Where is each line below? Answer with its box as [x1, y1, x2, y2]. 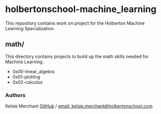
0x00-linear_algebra [12, 68, 55, 74]
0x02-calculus [12, 79, 43, 85]
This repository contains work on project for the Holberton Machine [5, 20, 145, 26]
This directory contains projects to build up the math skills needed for [5, 53, 149, 59]
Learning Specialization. [5, 25, 55, 31]
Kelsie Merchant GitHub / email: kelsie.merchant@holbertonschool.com [5, 103, 153, 109]
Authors [5, 91, 26, 98]
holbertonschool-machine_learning [5, 4, 156, 15]
